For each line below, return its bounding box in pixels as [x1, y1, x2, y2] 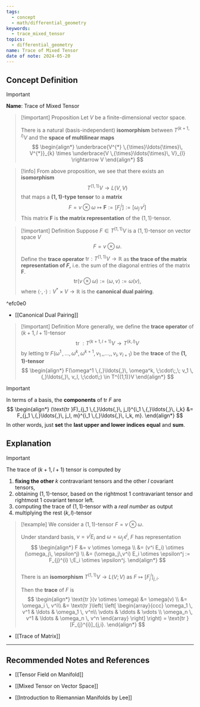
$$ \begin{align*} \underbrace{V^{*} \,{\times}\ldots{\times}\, [32, 143, 183, 150]
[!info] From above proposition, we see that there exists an [20, 168, 164, 175]
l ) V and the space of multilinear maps [20, 133, 115, 141]
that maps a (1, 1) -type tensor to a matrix [20, 193, 123, 200]
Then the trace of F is [20, 586, 74, 593]
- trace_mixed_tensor [11, 31, 65, 37]
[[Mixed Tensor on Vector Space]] [14, 683, 98, 690]
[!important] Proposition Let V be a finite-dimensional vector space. [20, 114, 186, 121]
